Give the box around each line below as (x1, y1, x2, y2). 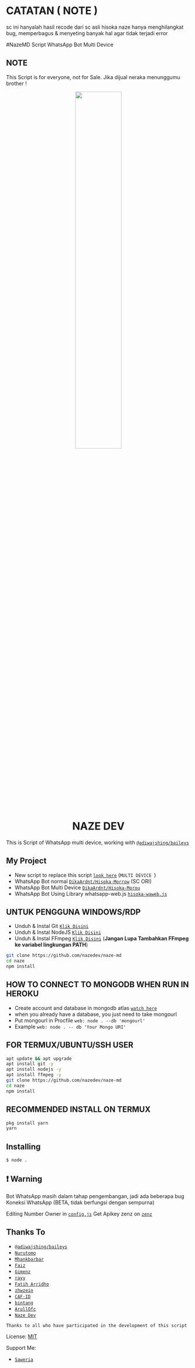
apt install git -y (6, 1061, 54, 1067)
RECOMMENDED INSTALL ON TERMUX (6, 1104, 151, 1114)
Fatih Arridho (14, 1281, 49, 1287)
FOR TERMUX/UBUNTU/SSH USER (6, 1040, 134, 1050)
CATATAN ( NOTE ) (6, 4, 98, 18)
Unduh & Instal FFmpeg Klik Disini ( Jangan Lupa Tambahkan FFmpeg (14, 935, 189, 942)
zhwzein (14, 1287, 33, 1293)
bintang (14, 1299, 33, 1306)
